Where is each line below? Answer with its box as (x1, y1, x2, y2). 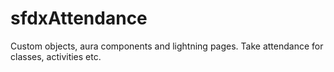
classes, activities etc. (10, 50, 102, 62)
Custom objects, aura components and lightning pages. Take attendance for (10, 40, 324, 52)
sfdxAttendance (10, 7, 148, 30)
